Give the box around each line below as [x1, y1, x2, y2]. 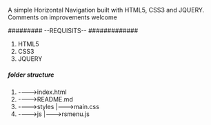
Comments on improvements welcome [8, 13, 118, 21]
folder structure [8, 70, 54, 79]
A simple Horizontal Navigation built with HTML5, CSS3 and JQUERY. [8, 6, 205, 14]
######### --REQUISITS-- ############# [8, 27, 139, 35]
